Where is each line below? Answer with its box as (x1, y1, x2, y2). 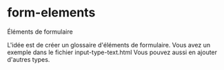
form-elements (7, 5, 96, 21)
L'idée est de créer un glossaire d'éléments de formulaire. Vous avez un (7, 40, 211, 49)
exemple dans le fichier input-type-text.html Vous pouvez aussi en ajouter (7, 48, 218, 56)
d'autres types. (7, 55, 50, 63)
